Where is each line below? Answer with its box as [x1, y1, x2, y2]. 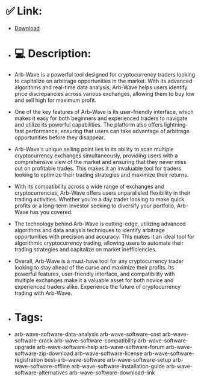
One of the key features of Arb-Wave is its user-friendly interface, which [14, 108, 194, 115]
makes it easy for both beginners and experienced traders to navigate [14, 115, 188, 122]
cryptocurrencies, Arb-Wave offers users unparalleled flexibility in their [14, 189, 191, 197]
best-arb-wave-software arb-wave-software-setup [44, 356, 172, 363]
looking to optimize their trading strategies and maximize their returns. [14, 171, 189, 178]
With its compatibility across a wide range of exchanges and [14, 183, 164, 190]
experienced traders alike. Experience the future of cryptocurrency [14, 283, 181, 290]
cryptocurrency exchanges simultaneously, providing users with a [14, 152, 178, 159]
